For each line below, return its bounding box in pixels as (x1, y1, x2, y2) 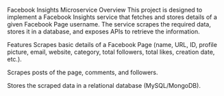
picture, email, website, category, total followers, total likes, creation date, (7, 48, 215, 56)
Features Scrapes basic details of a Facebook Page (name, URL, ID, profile (7, 41, 218, 48)
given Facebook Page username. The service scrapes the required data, (7, 20, 211, 28)
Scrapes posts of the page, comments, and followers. (7, 68, 159, 76)
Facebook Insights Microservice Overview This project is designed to (7, 6, 203, 14)
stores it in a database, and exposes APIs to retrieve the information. (7, 27, 200, 35)
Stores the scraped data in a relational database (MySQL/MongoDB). (7, 82, 201, 89)
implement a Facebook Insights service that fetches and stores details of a (7, 13, 218, 21)
